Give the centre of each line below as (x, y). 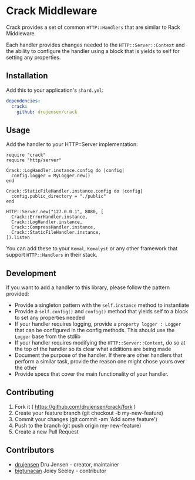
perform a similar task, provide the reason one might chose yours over (100, 361)
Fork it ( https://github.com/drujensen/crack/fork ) (75, 406)
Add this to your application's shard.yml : (55, 90)
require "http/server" (34, 160)
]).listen (18, 238)
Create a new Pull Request (47, 432)
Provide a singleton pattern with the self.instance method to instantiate (102, 305)
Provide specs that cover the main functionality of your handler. (91, 374)
